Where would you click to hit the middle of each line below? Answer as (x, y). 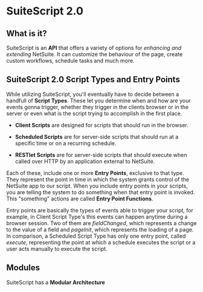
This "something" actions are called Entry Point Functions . (80, 198)
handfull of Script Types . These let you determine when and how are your (98, 100)
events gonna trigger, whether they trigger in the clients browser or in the (98, 107)
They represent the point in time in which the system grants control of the (98, 179)
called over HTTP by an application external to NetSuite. (85, 161)
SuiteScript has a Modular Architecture (56, 282)
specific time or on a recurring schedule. (66, 143)
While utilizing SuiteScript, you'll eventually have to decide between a (93, 94)
